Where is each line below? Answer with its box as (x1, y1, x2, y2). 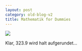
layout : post (5, 7, 33, 13)
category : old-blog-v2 (5, 12, 53, 17)
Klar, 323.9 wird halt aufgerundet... (5, 40, 77, 46)
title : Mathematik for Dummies (5, 17, 71, 22)
